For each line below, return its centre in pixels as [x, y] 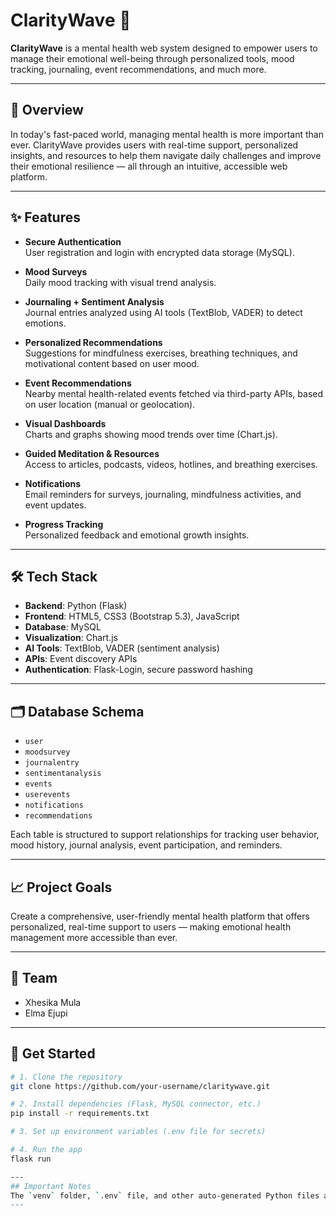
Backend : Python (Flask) [76, 606]
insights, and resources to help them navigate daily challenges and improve [166, 155]
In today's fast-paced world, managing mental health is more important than [167, 134]
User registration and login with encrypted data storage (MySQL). [159, 252]
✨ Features [45, 217]
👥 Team [34, 978]
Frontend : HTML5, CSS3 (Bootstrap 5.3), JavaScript [132, 616]
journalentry [52, 763]
